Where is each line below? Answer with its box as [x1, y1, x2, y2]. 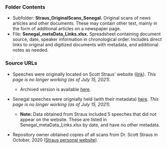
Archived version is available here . [20, 86, 91, 92]
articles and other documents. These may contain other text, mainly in [12, 20, 157, 26]
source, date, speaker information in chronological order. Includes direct [12, 36, 162, 42]
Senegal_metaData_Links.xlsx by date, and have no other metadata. [20, 122, 160, 128]
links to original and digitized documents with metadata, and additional [12, 42, 159, 48]
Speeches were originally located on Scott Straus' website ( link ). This [12, 71, 156, 77]
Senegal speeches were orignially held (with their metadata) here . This [12, 96, 159, 102]
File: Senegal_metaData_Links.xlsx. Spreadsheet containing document [12, 31, 161, 37]
